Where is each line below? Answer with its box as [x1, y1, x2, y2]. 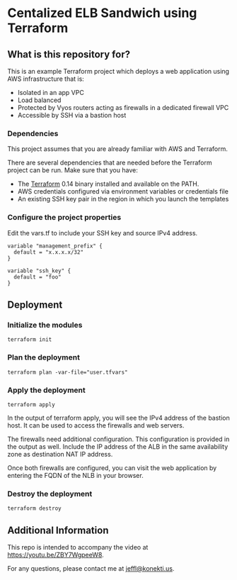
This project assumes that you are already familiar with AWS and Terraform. [7, 145, 228, 153]
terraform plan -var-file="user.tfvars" [7, 369, 129, 376]
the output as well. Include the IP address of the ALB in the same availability [7, 442, 229, 451]
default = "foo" [13, 273, 62, 281]
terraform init [7, 336, 52, 343]
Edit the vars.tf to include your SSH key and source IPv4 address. [7, 228, 198, 237]
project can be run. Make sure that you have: [7, 166, 138, 174]
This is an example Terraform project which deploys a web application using [7, 67, 230, 75]
